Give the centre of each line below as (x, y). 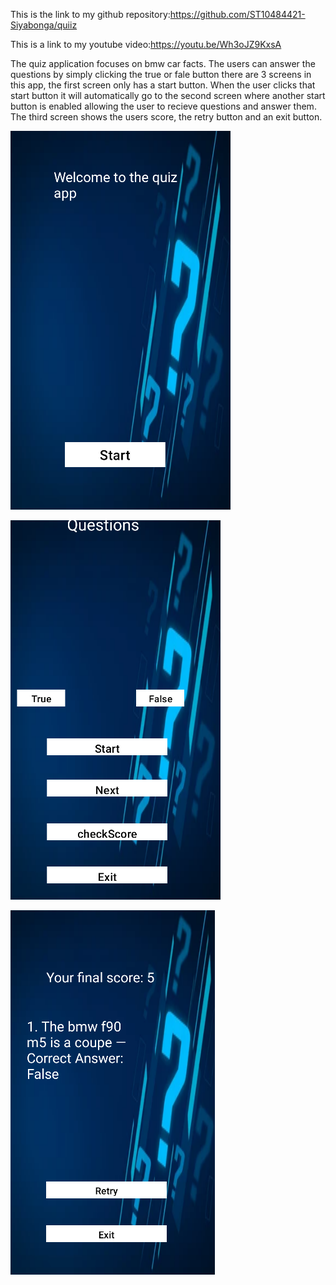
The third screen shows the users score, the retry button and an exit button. (166, 117)
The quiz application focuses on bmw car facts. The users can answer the (163, 63)
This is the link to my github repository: (90, 14)
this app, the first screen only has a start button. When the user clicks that (163, 85)
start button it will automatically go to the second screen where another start (168, 95)
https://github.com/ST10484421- (237, 14)
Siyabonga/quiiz (44, 25)
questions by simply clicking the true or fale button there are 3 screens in (161, 74)
